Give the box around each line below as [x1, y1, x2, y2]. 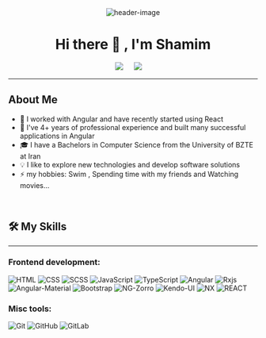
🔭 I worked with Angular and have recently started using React [19, 114, 224, 124]
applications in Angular [19, 131, 95, 140]
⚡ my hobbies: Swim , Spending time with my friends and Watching [19, 169, 239, 179]
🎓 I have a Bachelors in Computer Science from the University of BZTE [19, 140, 253, 149]
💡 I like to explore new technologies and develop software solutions [19, 159, 240, 169]
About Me [8, 93, 58, 106]
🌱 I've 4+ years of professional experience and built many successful [19, 122, 246, 132]
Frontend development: [8, 257, 101, 268]
